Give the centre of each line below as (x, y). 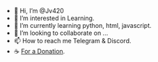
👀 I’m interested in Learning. (54, 18)
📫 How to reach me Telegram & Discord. (72, 41)
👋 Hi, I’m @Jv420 (39, 11)
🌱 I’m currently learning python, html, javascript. (82, 25)
